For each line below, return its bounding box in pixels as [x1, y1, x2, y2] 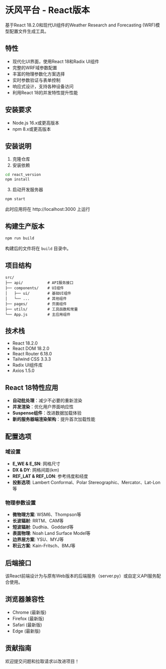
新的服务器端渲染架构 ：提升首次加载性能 [12, 416, 95, 422]
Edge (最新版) [12, 628, 41, 634]
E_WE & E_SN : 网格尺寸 [12, 461, 61, 467]
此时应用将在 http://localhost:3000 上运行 [5, 206, 90, 212]
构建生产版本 [5, 222, 45, 231]
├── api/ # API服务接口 [5, 280, 74, 285]
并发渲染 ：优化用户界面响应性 [12, 404, 74, 410]
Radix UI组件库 [12, 362, 43, 368]
